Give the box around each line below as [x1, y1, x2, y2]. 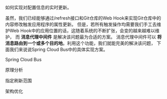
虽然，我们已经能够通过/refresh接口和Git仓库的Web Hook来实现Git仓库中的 [5, 15, 161, 21]
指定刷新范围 [5, 77, 32, 83]
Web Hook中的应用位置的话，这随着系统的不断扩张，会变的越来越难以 [9, 28, 155, 34]
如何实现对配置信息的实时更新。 [5, 5, 72, 10]
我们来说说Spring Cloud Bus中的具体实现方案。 [9, 47, 108, 52]
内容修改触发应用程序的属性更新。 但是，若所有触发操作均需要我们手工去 [5, 22, 157, 27]
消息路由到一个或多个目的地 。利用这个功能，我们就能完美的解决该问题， [5, 40, 155, 46]
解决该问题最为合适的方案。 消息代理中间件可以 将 [57, 34, 162, 40]
